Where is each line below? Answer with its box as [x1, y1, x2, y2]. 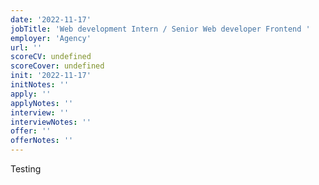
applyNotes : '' [10, 98, 74, 108]
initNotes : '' [10, 80, 70, 90]
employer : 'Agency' [10, 33, 92, 43]
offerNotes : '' [10, 136, 74, 146]
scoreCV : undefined [10, 52, 92, 62]
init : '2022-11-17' [10, 71, 92, 81]
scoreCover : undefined [10, 61, 105, 71]
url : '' [10, 42, 43, 53]
